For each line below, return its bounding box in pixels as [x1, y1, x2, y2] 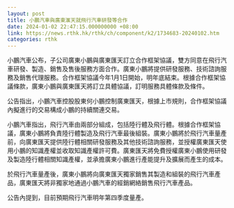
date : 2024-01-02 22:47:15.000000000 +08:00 [7, 23, 139, 30]
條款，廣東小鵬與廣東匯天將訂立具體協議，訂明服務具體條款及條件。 [13, 82, 209, 90]
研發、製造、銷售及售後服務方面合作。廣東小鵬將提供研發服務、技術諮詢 [13, 65, 221, 73]
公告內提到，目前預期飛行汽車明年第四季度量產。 [7, 193, 148, 202]
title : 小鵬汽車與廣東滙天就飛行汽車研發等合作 [7, 17, 128, 24]
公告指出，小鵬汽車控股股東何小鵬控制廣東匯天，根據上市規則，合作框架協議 [7, 97, 227, 105]
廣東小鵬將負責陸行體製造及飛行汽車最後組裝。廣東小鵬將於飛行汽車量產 [19, 129, 227, 138]
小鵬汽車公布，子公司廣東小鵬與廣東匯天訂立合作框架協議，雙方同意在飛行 [7, 56, 221, 65]
